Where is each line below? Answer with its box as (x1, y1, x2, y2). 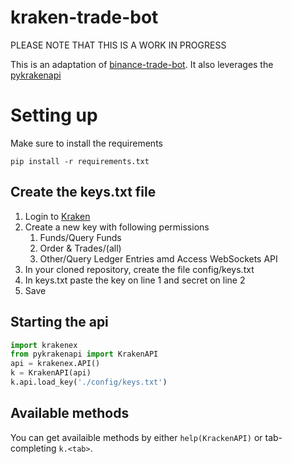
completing (10, 442, 57, 454)
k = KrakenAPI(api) (10, 368, 92, 378)
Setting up (10, 104, 98, 127)
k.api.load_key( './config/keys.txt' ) (10, 377, 168, 387)
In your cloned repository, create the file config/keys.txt (24, 263, 255, 275)
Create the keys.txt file (10, 184, 157, 201)
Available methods (10, 405, 130, 422)
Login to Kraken (24, 210, 91, 222)
